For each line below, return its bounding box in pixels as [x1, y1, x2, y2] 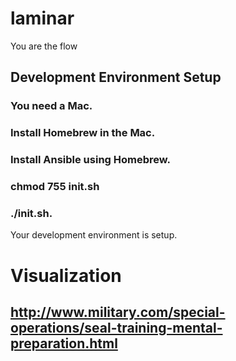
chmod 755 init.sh [10, 180, 100, 194]
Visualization [10, 264, 122, 287]
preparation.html [10, 335, 118, 352]
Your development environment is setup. [10, 229, 178, 241]
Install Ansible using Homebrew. [10, 153, 171, 167]
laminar [10, 7, 75, 30]
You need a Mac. [10, 99, 93, 113]
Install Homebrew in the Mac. [10, 126, 156, 140]
